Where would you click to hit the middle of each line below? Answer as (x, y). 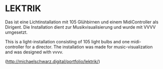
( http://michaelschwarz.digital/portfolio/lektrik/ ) (53, 61)
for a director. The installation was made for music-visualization (89, 47)
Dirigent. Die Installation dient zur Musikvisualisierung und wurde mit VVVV (80, 27)
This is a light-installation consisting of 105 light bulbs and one (67, 41)
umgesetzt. (16, 32)
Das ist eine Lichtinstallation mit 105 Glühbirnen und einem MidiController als (82, 22)
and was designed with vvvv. (34, 52)
